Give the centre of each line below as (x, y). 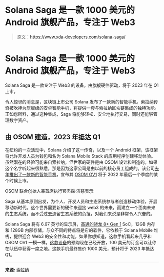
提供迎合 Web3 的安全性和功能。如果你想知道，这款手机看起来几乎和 (83, 236)
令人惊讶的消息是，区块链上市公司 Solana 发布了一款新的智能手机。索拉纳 (79, 101)
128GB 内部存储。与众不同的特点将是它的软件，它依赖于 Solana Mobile (82, 230)
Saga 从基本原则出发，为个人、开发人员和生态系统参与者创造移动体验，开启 (81, 201)
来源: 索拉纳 (17, 270)
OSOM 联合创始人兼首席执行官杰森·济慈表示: (50, 191)
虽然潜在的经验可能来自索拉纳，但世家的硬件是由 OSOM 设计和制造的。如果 (81, 162)
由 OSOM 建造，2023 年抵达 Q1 (53, 137)
